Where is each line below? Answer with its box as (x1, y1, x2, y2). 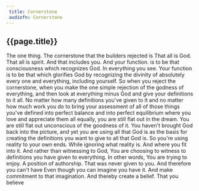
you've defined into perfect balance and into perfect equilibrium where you (6, 109, 191, 116)
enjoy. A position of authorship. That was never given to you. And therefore (6, 160, 191, 167)
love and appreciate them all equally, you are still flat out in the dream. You (6, 116, 189, 123)
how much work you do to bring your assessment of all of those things (6, 103, 180, 110)
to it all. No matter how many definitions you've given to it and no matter (6, 97, 184, 104)
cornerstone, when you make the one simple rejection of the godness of (6, 84, 184, 91)
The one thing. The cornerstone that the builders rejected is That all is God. (6, 52, 192, 60)
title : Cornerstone (8, 8, 58, 15)
